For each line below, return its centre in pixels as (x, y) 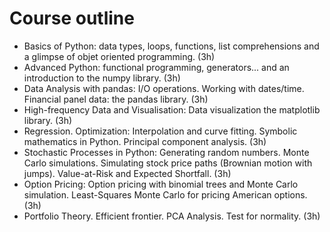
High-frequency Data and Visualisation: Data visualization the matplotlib (172, 109)
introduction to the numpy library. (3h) (102, 78)
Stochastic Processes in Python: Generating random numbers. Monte (166, 152)
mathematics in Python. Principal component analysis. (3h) (145, 141)
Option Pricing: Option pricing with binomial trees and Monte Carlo (161, 184)
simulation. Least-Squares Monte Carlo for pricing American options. (165, 194)
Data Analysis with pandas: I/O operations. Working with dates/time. (164, 88)
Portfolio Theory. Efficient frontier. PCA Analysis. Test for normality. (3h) (172, 216)
